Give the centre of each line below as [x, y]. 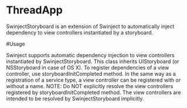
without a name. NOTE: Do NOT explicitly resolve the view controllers [90, 86]
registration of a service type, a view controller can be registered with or [93, 80]
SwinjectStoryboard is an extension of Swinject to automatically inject [90, 26]
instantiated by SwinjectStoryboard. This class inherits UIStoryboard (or [93, 61]
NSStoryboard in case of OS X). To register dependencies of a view [88, 67]
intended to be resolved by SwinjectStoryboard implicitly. [75, 98]
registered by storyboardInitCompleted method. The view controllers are [93, 92]
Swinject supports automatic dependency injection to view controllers [90, 55]
